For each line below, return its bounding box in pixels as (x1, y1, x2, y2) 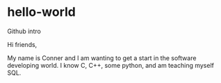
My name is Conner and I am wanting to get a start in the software (7, 53, 197, 62)
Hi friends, (7, 40, 38, 48)
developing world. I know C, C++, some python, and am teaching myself (7, 61, 214, 69)
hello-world (7, 4, 76, 20)
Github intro (7, 27, 42, 35)
